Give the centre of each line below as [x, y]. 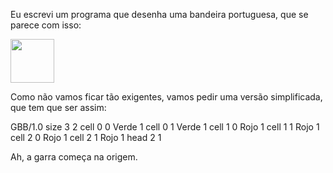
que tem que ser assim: [58, 107]
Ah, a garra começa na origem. [74, 157]
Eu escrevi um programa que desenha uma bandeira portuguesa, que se [159, 14]
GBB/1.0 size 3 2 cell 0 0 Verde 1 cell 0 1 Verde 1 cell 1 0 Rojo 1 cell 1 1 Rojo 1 [165, 127]
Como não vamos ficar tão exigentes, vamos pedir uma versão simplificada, [166, 97]
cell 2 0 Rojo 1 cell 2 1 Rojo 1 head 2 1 [86, 137]
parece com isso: [46, 25]
